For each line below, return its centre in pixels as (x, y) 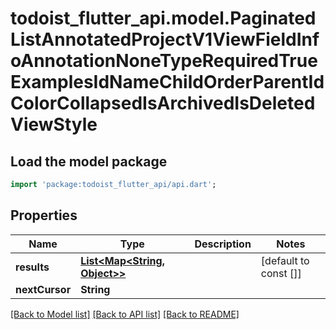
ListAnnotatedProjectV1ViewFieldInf (165, 39)
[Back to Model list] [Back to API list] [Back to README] (125, 314)
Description (223, 244)
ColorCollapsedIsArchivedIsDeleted (163, 103)
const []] (281, 273)
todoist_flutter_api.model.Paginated (163, 18)
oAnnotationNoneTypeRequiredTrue (164, 61)
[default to (285, 260)
